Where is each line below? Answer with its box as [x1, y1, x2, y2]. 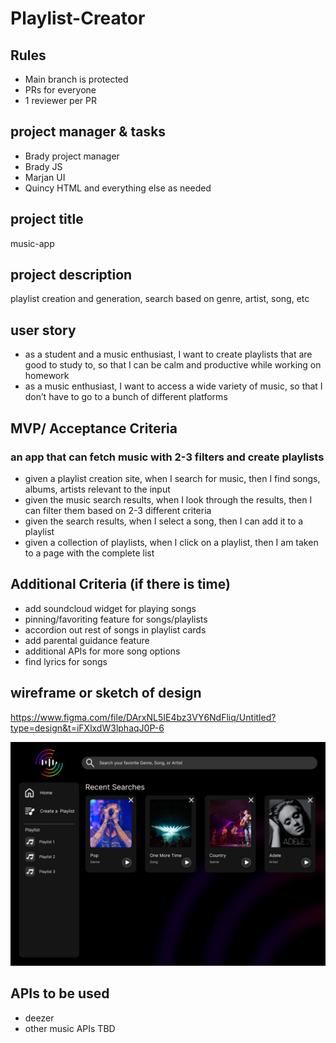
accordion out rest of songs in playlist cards [24, 623, 207, 636]
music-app [10, 237, 55, 249]
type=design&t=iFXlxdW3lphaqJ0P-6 [10, 722, 165, 734]
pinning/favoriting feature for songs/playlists [24, 613, 208, 625]
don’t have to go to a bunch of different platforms [24, 391, 228, 403]
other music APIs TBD [24, 1022, 116, 1034]
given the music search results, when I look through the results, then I [24, 493, 313, 506]
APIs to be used [10, 985, 110, 1002]
